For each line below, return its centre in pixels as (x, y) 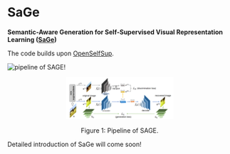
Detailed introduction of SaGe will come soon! (75, 144)
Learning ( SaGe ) (32, 39)
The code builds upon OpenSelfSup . (61, 53)
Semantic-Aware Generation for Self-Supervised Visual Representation (115, 32)
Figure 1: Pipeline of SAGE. (120, 130)
